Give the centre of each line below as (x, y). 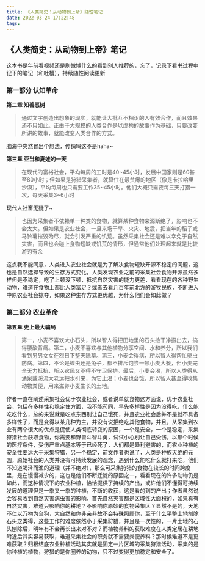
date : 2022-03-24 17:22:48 (41, 18)
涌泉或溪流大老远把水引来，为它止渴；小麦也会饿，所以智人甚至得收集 (110, 378)
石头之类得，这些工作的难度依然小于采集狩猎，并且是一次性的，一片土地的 (100, 521)
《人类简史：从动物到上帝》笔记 (67, 50)
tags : (13, 23)
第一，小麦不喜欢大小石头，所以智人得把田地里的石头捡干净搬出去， (107, 340)
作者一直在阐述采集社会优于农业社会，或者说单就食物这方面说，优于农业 (97, 398)
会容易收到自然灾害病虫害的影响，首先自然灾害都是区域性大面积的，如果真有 (103, 498)
